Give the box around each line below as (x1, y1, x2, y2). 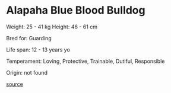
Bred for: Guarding (6, 34, 52, 41)
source (6, 81, 24, 88)
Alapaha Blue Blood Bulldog (6, 4, 145, 17)
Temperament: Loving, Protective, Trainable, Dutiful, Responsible (6, 57, 165, 65)
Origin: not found (6, 69, 48, 76)
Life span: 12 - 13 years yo (6, 46, 70, 53)
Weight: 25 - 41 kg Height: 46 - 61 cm (6, 23, 98, 30)
